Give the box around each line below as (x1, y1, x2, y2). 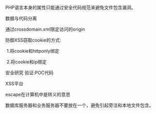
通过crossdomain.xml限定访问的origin (5, 26, 85, 32)
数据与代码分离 (5, 15, 37, 21)
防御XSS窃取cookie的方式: (5, 37, 62, 43)
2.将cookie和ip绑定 (6, 59, 47, 65)
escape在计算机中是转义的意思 (5, 92, 71, 97)
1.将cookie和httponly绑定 (6, 48, 60, 54)
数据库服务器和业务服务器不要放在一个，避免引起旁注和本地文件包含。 (5, 102, 154, 108)
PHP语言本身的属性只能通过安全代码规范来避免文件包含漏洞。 (5, 5, 136, 10)
